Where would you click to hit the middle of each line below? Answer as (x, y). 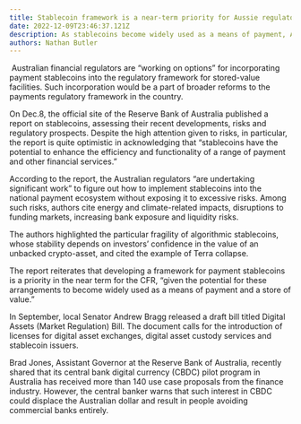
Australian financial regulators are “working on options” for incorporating (146, 68)
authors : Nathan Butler (54, 43)
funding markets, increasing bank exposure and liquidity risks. (124, 217)
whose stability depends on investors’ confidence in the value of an (134, 244)
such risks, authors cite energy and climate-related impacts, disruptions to (146, 208)
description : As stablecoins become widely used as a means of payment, (148, 34)
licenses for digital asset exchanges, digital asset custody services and (140, 336)
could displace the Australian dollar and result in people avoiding (129, 401)
